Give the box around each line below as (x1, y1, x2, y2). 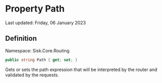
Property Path (5, 3, 65, 15)
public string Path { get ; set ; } (5, 57, 78, 62)
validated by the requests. (5, 71, 59, 78)
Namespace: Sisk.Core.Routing (5, 47, 69, 53)
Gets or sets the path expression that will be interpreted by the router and (5, 66, 157, 72)
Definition (5, 34, 37, 43)
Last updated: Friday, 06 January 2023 (5, 20, 86, 26)
